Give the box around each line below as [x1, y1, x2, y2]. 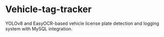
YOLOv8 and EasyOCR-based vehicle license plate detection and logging [5, 20, 159, 26]
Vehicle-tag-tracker [5, 4, 92, 15]
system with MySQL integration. [5, 25, 73, 31]
